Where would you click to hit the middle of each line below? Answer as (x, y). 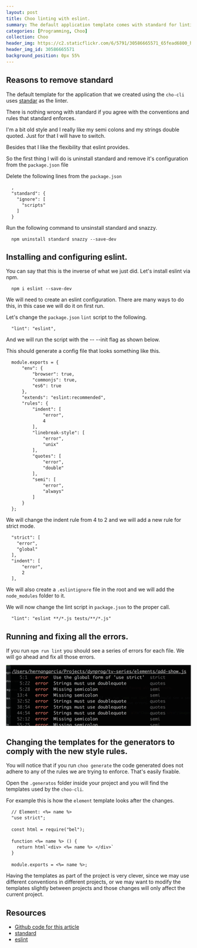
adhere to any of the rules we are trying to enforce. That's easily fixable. (93, 772)
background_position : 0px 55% (43, 56)
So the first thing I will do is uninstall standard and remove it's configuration (97, 158)
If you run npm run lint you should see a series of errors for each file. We (95, 651)
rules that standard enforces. (41, 118)
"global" (27, 549)
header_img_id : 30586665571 (40, 50)
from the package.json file (37, 165)
